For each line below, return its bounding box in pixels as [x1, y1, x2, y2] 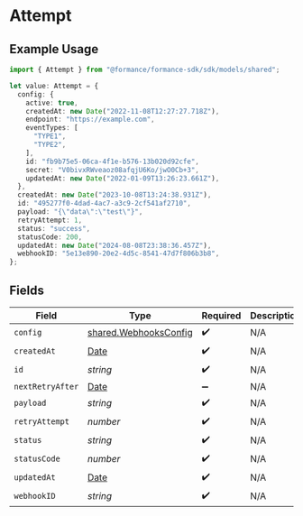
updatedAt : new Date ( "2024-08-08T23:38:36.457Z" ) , [17, 241, 212, 250]
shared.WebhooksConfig [87, 327, 193, 339]
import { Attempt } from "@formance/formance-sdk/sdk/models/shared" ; [9, 65, 280, 74]
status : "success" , [17, 224, 91, 233]
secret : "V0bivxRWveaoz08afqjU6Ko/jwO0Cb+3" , [25, 165, 200, 174]
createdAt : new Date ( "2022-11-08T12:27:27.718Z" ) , [25, 106, 220, 115]
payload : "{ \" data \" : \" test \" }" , [17, 207, 143, 217]
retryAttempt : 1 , [17, 216, 83, 225]
